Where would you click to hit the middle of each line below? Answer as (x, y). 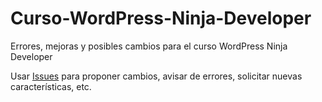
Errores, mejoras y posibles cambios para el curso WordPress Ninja (149, 46)
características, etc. (51, 86)
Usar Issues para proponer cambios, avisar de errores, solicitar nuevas (156, 76)
